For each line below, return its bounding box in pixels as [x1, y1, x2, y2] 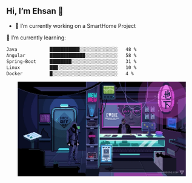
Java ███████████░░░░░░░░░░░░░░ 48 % [6, 46, 137, 52]
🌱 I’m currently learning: [6, 34, 67, 41]
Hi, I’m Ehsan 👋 [6, 6, 64, 16]
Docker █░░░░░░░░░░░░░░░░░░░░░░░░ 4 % [6, 70, 134, 76]
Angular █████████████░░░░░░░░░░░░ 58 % [6, 52, 137, 58]
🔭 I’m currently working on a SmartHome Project [15, 22, 136, 29]
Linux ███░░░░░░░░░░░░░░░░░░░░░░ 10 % [6, 64, 137, 70]
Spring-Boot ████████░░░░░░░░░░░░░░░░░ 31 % [6, 58, 137, 64]
